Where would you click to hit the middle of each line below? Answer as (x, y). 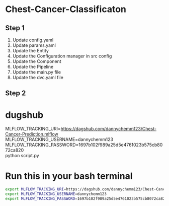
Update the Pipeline (33, 67)
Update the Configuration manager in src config (62, 56)
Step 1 (15, 28)
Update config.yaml (33, 40)
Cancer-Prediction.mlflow (32, 134)
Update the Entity (31, 51)
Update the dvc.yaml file (38, 77)
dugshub (24, 115)
